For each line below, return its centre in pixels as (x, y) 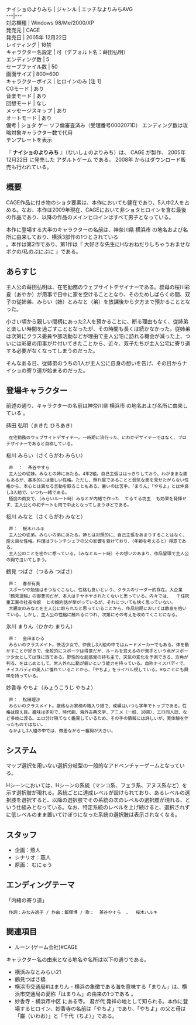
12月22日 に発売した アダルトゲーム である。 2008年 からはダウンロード (94, 160)
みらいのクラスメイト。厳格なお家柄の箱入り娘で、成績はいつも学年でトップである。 (95, 706)
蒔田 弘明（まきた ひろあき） (41, 426)
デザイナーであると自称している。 (41, 444)
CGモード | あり (25, 88)
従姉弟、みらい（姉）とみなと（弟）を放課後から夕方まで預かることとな (103, 302)
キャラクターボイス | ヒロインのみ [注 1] (54, 81)
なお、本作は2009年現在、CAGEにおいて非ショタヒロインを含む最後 (104, 210)
